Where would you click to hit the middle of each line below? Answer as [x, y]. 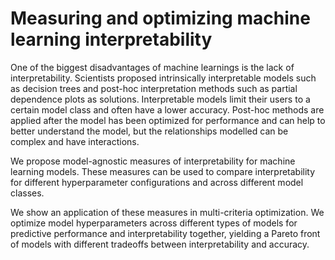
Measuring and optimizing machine [160, 18]
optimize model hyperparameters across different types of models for [154, 223]
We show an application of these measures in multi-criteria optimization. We [167, 212]
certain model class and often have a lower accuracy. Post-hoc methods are [167, 109]
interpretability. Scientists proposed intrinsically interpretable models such [163, 78]
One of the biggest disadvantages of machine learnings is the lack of [152, 67]
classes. [27, 193]
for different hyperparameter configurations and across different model [157, 182]
